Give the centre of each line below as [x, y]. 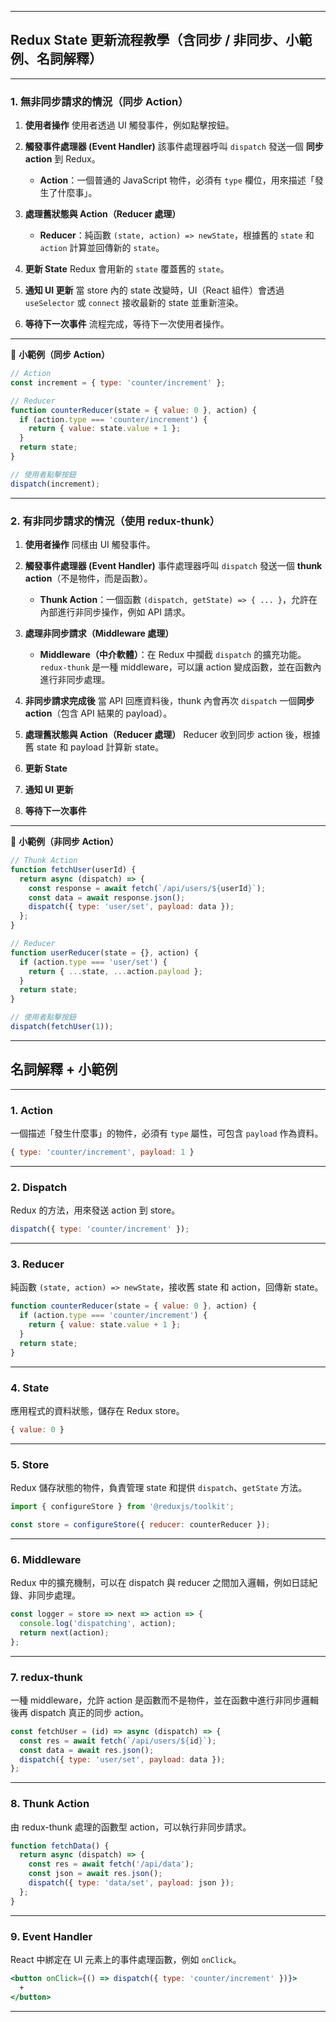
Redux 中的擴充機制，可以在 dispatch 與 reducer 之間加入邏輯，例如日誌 [160, 1583]
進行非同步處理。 [75, 680]
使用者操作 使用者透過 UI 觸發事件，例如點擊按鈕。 [129, 125]
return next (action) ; [64, 1632]
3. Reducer [37, 1264]
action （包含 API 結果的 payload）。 [98, 713]
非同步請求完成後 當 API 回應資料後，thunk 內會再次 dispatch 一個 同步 [169, 701]
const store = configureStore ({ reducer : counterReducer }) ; [140, 1524]
